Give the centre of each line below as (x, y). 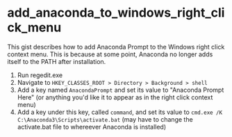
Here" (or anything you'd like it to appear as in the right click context (115, 97)
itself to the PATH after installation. (57, 61)
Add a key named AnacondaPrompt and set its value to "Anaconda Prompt (121, 90)
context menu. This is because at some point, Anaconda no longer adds (110, 54)
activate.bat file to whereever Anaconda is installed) (92, 127)
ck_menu (34, 27)
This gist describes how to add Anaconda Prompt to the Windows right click (116, 47)
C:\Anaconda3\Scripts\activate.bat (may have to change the (105, 119)
